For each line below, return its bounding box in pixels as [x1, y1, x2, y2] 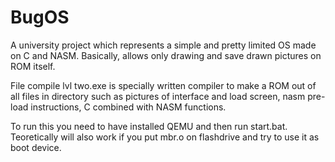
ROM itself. [10, 60, 56, 72]
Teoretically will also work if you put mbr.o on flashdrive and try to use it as [10, 131, 320, 143]
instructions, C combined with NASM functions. [30, 101, 227, 113]
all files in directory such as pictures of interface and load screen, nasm [10, 90, 306, 102]
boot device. [10, 141, 62, 153]
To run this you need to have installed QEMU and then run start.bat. [10, 120, 288, 132]
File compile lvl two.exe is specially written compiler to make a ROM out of [10, 79, 317, 91]
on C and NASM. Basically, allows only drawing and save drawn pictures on [10, 49, 322, 61]
